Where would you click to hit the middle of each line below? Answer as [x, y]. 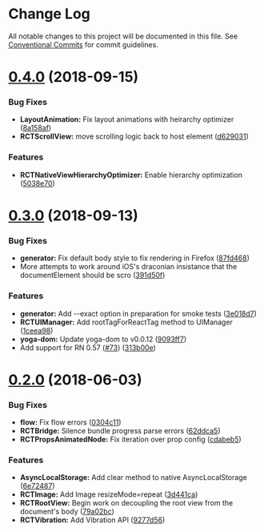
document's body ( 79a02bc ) [67, 512]
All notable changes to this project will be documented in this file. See [123, 36]
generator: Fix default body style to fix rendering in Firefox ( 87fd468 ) [135, 258]
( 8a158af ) [36, 128]
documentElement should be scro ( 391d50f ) [92, 275]
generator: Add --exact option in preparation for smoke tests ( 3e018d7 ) [138, 313]
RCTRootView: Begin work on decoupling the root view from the [126, 503]
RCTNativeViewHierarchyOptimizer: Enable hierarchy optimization [131, 175]
